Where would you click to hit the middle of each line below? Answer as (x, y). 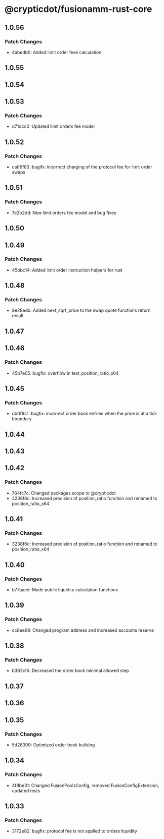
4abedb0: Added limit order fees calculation (57, 52)
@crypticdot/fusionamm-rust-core (78, 9)
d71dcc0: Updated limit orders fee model (53, 126)
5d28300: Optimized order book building (53, 745)
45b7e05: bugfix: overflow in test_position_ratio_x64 (65, 373)
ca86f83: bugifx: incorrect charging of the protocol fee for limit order (82, 167)
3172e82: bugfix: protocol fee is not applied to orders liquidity (74, 831)
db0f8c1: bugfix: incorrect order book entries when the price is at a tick (84, 414)
